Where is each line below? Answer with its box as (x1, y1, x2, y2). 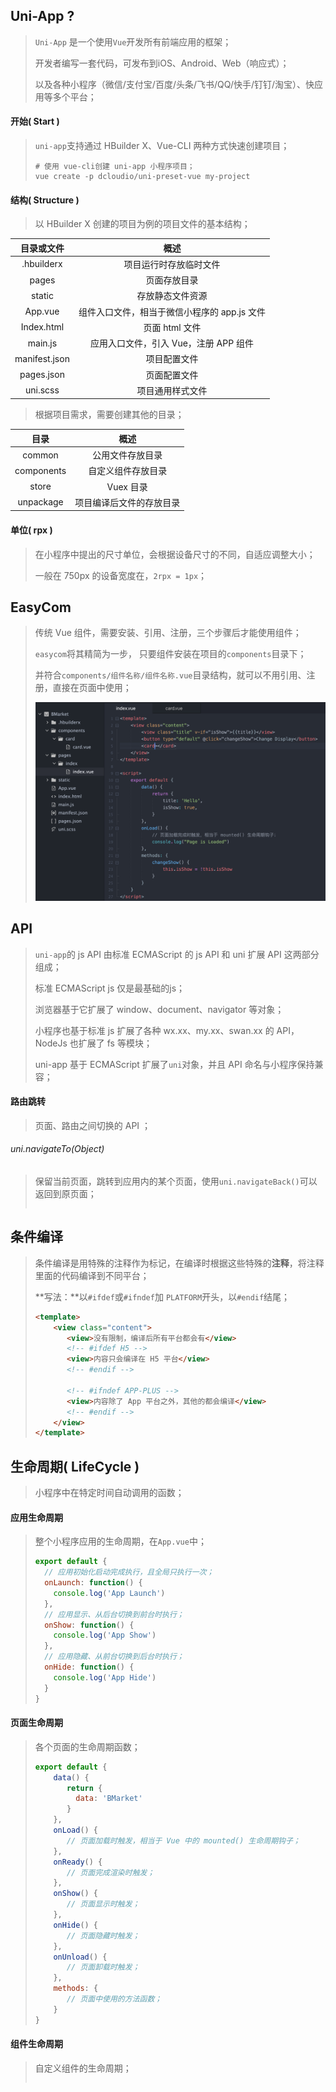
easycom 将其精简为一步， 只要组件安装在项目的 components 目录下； (34, 648, 307, 660)
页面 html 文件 (143, 321, 202, 333)
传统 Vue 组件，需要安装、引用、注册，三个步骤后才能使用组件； (34, 627, 302, 639)
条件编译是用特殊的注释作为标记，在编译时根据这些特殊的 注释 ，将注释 (34, 1257, 325, 1269)
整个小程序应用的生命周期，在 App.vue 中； (34, 1535, 207, 1548)
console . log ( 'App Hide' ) (53, 1672, 157, 1683)
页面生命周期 (10, 1717, 63, 1729)
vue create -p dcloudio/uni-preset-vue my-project (34, 172, 251, 182)
